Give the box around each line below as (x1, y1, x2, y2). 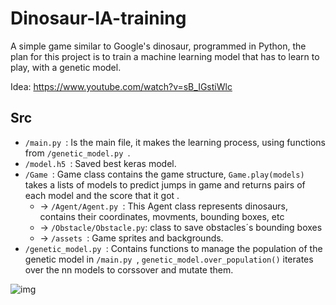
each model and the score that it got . (24, 189, 180, 201)
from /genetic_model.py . (24, 147, 131, 159)
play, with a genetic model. (10, 61, 122, 73)
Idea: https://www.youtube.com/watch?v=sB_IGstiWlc (10, 80, 233, 92)
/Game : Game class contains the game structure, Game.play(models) (24, 168, 305, 180)
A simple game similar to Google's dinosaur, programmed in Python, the (10, 40, 307, 52)
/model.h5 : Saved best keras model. (24, 157, 177, 169)
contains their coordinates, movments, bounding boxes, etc (39, 210, 285, 222)
